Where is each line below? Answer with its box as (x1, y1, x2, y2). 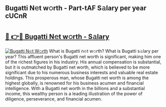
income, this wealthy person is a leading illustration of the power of (5, 91, 143, 97)
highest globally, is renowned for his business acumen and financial (5, 80, 144, 86)
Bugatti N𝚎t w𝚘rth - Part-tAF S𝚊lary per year (5, 4, 147, 12)
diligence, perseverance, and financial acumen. (5, 96, 102, 102)
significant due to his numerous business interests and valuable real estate (5, 70, 158, 75)
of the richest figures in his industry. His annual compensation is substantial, (5, 59, 162, 65)
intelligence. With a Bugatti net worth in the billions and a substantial (5, 86, 145, 91)
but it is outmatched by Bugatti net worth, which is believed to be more (5, 64, 150, 70)
